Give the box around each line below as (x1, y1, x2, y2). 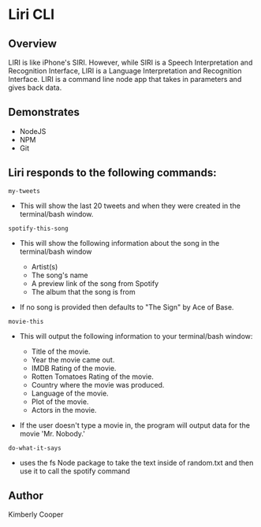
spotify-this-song (8, 225, 69, 232)
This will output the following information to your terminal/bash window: (19, 331, 253, 340)
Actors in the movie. (31, 405, 97, 414)
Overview (8, 37, 58, 50)
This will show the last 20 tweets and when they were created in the (19, 201, 240, 210)
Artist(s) (31, 262, 58, 271)
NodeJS (19, 126, 47, 135)
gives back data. (8, 83, 62, 92)
